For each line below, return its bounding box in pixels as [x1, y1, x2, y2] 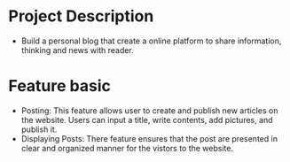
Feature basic [8, 76, 112, 96]
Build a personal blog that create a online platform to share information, [20, 35, 282, 46]
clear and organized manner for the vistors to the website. [20, 143, 234, 153]
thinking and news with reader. [20, 44, 134, 55]
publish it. [20, 124, 58, 135]
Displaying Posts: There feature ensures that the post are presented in [20, 133, 278, 143]
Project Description [8, 6, 154, 27]
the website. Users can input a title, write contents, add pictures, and [20, 114, 273, 125]
